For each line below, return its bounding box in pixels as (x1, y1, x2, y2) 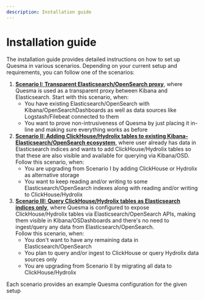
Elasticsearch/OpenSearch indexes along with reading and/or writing (24, 184, 198, 191)
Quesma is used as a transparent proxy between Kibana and (15, 87, 168, 94)
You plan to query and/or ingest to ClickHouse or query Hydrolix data (24, 249, 199, 257)
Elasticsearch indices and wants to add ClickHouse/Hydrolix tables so (15, 145, 192, 153)
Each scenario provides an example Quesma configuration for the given (6, 280, 187, 288)
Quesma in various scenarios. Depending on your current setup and (6, 62, 177, 69)
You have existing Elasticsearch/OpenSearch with (24, 100, 150, 107)
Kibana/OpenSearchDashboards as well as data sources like (24, 106, 177, 114)
